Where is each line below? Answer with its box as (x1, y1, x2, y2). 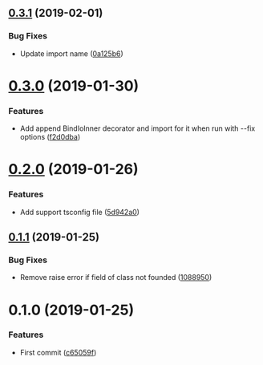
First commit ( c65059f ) (19, 347, 97, 357)
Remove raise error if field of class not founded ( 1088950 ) (19, 273, 212, 282)
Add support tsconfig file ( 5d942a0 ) (19, 207, 140, 217)
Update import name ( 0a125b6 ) (19, 48, 124, 59)
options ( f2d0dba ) (19, 132, 81, 142)
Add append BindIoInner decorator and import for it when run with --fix (19, 124, 256, 133)
